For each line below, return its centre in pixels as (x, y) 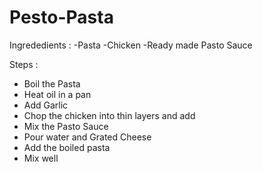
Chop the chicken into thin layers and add (109, 115)
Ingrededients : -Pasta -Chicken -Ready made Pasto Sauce (131, 45)
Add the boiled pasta (67, 147)
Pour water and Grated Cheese (87, 137)
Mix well (41, 158)
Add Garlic (46, 105)
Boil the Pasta (52, 83)
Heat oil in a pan (57, 94)
